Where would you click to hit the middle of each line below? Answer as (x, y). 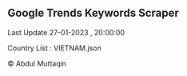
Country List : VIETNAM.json (54, 48)
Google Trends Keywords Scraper (93, 13)
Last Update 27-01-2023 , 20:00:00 (66, 32)
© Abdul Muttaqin (37, 63)
